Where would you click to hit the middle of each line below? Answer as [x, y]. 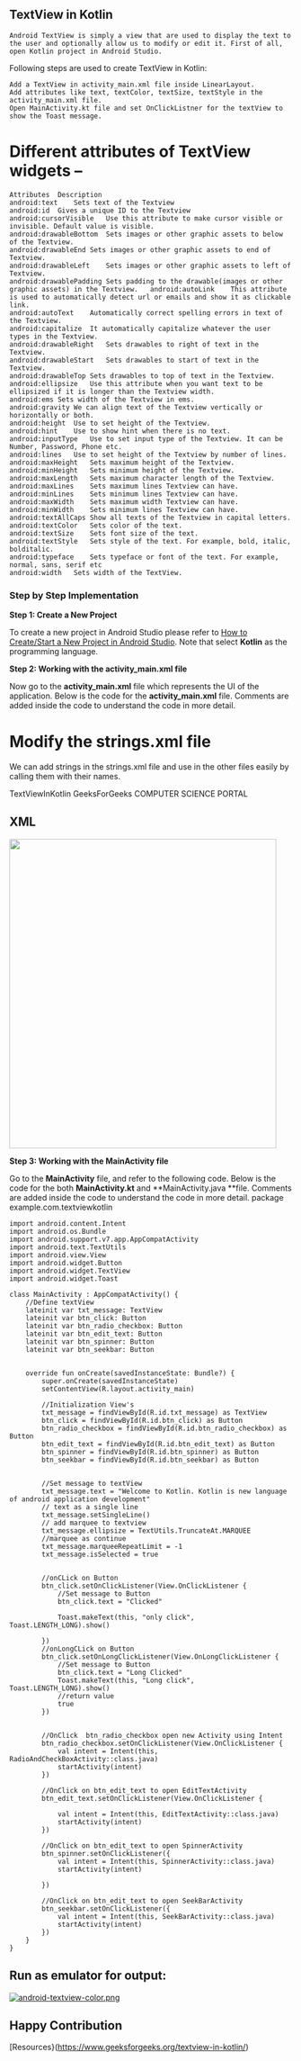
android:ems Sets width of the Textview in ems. [102, 400]
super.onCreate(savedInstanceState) [110, 1381]
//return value [86, 1696]
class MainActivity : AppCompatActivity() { [94, 1294]
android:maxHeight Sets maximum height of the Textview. [122, 463]
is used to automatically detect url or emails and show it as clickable [150, 297]
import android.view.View [58, 1255]
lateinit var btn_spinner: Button [90, 1341]
